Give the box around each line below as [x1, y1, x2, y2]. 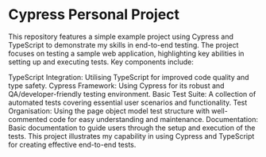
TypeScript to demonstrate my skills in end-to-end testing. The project [8, 40, 239, 49]
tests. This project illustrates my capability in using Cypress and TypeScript [8, 131, 255, 140]
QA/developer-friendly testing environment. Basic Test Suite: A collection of [8, 89, 256, 98]
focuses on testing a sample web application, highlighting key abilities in [8, 48, 245, 58]
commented [8, 114, 48, 124]
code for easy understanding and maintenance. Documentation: [48, 114, 258, 124]
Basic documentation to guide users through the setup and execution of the [8, 123, 256, 132]
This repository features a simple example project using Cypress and [8, 32, 234, 41]
